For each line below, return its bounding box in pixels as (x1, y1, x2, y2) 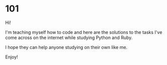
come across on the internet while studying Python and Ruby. (5, 34, 133, 40)
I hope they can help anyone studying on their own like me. (5, 44, 128, 50)
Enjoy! (5, 53, 19, 60)
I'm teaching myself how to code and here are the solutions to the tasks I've (5, 29, 162, 35)
